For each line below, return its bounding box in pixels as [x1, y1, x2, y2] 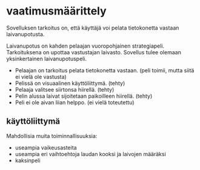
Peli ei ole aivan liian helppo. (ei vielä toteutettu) [15, 98, 135, 106]
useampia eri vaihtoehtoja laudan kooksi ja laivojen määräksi [15, 150, 167, 157]
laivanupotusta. [6, 30, 45, 37]
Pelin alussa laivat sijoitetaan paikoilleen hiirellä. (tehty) [15, 92, 153, 99]
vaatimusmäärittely [6, 4, 107, 18]
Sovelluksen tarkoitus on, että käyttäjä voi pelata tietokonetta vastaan [6, 24, 179, 31]
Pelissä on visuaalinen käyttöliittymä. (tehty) [15, 80, 125, 87]
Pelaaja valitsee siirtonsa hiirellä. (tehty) [15, 86, 115, 93]
